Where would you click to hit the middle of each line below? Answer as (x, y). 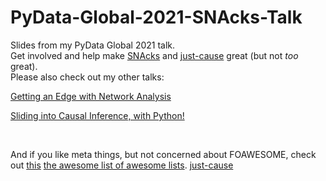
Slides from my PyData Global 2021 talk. (93, 45)
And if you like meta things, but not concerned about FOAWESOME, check (163, 154)
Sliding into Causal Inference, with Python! (97, 115)
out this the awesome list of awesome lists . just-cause (122, 165)
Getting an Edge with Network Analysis (91, 96)
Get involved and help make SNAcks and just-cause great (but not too (154, 55)
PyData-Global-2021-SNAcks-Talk (156, 17)
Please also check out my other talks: (87, 77)
